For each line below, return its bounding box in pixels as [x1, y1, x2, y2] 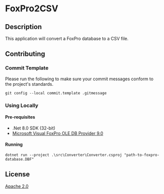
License [5, 170, 30, 179]
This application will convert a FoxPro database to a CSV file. [5, 35, 129, 41]
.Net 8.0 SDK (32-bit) [12, 125, 56, 131]
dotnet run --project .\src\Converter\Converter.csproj [5, 153, 122, 158]
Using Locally [5, 102, 38, 109]
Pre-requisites [5, 114, 35, 120]
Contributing [5, 50, 45, 58]
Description [5, 23, 42, 31]
